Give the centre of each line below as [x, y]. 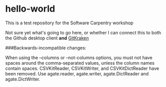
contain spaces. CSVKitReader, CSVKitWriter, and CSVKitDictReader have [82, 68]
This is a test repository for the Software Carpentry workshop [69, 23]
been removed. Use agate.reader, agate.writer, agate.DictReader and [77, 73]
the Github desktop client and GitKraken [47, 38]
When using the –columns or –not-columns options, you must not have [79, 57]
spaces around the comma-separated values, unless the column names [80, 63]
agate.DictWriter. [23, 79]
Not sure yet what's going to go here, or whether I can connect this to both [83, 32]
